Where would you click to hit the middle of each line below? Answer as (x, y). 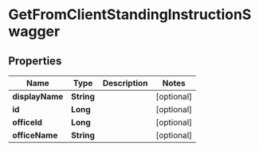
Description (125, 83)
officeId (27, 122)
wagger (34, 31)
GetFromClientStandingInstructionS (130, 15)
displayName (38, 97)
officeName (35, 135)
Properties (35, 61)
